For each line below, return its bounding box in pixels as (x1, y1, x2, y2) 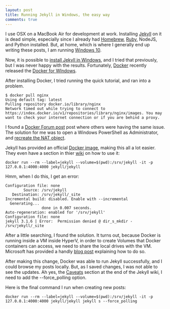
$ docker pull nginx (5, 93, 49, 98)
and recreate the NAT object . (5, 135, 66, 141)
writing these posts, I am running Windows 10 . (5, 47, 101, 53)
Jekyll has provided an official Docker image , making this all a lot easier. (5, 145, 156, 151)
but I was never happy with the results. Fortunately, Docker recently (5, 62, 147, 69)
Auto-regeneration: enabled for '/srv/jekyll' (5, 210, 106, 215)
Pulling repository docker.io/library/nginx (5, 102, 101, 107)
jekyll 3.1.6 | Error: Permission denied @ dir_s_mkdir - (5, 219, 133, 224)
